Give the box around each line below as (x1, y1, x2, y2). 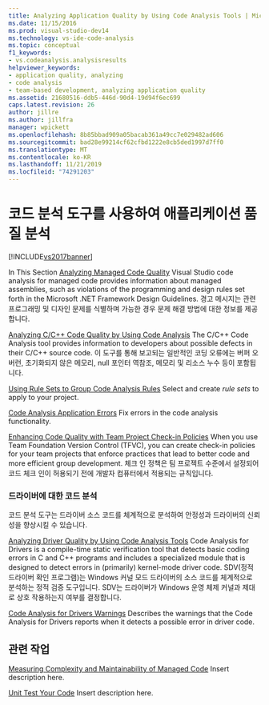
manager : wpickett (8, 123, 70, 131)
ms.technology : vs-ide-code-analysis (8, 34, 134, 42)
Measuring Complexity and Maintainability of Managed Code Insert (8, 664, 230, 674)
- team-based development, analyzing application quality (8, 86, 206, 94)
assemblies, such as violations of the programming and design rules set (8, 284, 246, 294)
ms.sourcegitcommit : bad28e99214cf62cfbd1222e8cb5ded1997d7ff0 (8, 138, 224, 146)
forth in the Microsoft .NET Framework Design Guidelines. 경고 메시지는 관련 (8, 294, 256, 303)
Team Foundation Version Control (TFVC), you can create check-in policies (8, 440, 256, 450)
